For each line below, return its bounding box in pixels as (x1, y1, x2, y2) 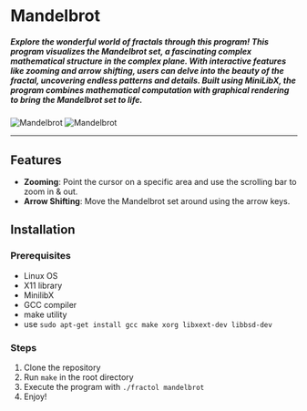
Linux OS (23, 270, 58, 281)
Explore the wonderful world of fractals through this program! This (10, 36, 270, 46)
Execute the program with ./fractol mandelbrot (23, 381, 205, 392)
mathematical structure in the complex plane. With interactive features (10, 56, 287, 67)
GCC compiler (23, 299, 77, 310)
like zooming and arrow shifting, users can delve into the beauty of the (10, 65, 285, 76)
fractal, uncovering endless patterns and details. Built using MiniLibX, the (10, 75, 297, 86)
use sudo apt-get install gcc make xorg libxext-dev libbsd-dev (23, 318, 272, 329)
